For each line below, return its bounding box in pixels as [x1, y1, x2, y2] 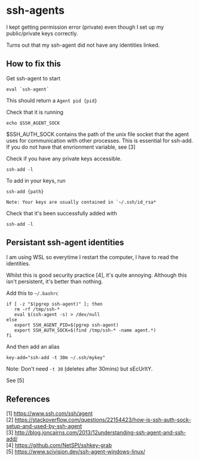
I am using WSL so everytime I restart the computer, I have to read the [6, 253, 179, 261]
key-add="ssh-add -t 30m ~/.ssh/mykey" [6, 354, 106, 360]
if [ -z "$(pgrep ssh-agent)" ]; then [6, 301, 103, 307]
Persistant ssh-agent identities [6, 237, 124, 248]
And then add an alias [6, 343, 60, 350]
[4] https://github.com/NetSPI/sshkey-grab [6, 442, 112, 449]
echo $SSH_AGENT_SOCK [6, 120, 60, 126]
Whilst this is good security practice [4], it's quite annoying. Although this [6, 271, 187, 279]
